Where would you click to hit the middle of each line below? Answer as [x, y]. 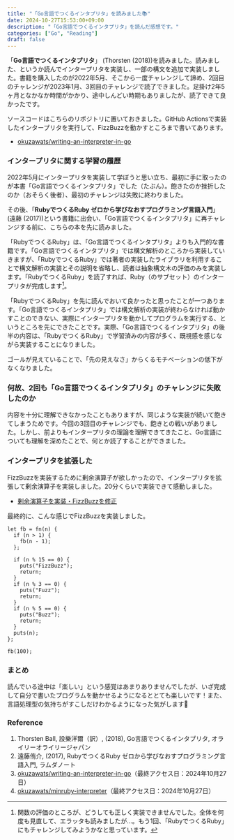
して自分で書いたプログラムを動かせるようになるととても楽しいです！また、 [117, 695]
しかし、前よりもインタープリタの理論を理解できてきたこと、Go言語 [117, 432]
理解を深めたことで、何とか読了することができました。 [110, 441]
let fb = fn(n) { [32, 529]
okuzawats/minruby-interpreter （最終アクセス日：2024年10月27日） [116, 791]
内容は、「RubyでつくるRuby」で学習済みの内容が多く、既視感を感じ [118, 336]
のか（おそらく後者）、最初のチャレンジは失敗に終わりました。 [97, 195]
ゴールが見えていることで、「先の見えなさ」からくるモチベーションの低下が [115, 360]
